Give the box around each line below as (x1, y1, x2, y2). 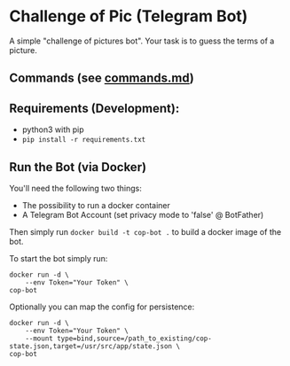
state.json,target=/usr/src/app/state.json (9, 341, 173, 351)
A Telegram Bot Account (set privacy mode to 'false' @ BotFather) (21, 209, 264, 220)
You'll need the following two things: (9, 183, 142, 193)
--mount (25, 334, 53, 343)
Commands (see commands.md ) (9, 71, 195, 86)
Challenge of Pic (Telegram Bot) (9, 6, 248, 27)
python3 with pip (21, 124, 84, 135)
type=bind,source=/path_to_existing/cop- (56, 334, 213, 343)
